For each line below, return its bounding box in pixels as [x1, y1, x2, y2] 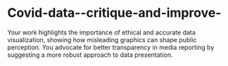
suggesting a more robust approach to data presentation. [7, 51, 174, 59]
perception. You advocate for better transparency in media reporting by [7, 43, 215, 51]
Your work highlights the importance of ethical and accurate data [7, 28, 196, 37]
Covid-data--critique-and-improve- [7, 5, 222, 21]
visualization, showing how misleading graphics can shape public [7, 35, 197, 44]
